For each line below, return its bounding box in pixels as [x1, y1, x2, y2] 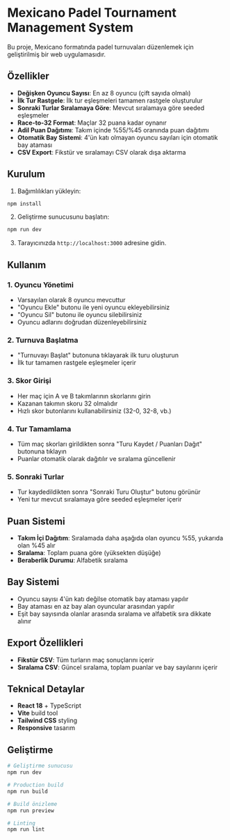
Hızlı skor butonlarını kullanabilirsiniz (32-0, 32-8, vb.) [17, 406, 172, 415]
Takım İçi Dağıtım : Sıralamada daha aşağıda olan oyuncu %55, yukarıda [17, 534, 224, 542]
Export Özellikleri [7, 637, 83, 649]
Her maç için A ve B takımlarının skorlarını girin [17, 391, 151, 400]
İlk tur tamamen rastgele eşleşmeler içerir [17, 359, 137, 367]
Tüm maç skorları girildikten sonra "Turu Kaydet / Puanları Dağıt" [17, 440, 203, 448]
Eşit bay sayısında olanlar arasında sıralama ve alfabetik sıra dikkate [17, 609, 212, 618]
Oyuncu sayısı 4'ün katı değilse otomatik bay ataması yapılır [17, 594, 189, 603]
